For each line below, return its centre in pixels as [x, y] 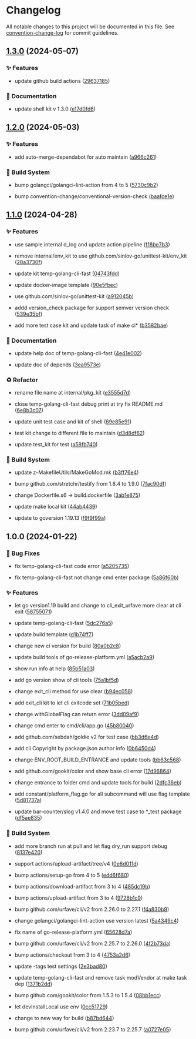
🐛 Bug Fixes [23, 553]
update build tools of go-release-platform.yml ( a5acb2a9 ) [84, 657]
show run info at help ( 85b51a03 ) [55, 669]
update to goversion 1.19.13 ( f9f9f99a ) [60, 518]
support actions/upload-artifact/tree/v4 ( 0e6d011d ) [77, 863]
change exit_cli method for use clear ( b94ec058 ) [74, 691]
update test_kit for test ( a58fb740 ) [56, 445]
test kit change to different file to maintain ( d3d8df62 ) [80, 433]
